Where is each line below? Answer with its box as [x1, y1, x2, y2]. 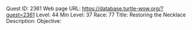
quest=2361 [6, 11, 35, 18]
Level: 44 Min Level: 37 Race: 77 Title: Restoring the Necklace [36, 11, 186, 18]
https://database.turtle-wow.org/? [82, 5, 164, 12]
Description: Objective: [6, 18, 62, 24]
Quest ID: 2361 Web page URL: [6, 5, 81, 12]
